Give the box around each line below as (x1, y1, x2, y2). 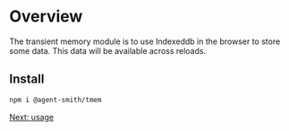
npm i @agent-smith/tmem (9, 95, 102, 104)
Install (9, 72, 45, 87)
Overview (9, 6, 83, 27)
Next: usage (9, 111, 55, 122)
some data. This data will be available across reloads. (9, 45, 207, 56)
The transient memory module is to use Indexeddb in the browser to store (9, 36, 281, 47)
